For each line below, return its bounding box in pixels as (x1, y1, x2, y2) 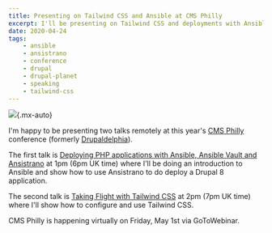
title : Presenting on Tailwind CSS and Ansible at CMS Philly (8, 11, 223, 20)
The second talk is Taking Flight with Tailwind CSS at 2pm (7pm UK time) (8, 192, 251, 201)
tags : (8, 34, 27, 43)
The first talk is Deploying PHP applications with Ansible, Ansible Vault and (8, 150, 257, 160)
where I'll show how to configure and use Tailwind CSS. (8, 200, 194, 210)
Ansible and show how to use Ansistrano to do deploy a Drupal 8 (8, 167, 224, 177)
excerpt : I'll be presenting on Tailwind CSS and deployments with (8, 19, 241, 28)
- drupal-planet (23, 72, 79, 80)
